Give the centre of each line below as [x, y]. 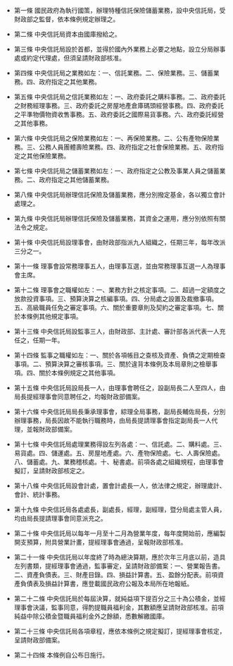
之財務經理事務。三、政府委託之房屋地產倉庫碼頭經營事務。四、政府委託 [119, 105]
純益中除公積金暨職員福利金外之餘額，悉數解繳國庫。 [91, 616]
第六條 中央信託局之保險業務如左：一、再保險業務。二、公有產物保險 [113, 138]
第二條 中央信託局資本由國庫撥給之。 [67, 34]
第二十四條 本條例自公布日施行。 [61, 655]
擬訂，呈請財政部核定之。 [51, 471]
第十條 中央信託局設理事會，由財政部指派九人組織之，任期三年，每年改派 [120, 242]
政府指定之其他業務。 [69, 82]
